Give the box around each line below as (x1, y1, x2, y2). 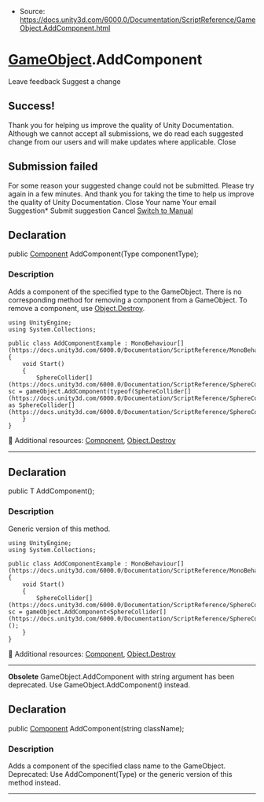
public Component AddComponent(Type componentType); (8, 249, 199, 258)
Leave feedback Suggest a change (8, 76, 121, 86)
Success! (8, 100, 55, 113)
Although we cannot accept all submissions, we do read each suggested (8, 129, 244, 138)
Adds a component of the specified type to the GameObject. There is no (8, 287, 242, 296)
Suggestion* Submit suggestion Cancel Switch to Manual (8, 206, 193, 215)
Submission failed (8, 160, 98, 174)
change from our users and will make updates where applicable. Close (8, 137, 236, 146)
